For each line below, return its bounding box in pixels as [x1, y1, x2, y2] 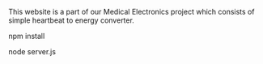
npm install [8, 32, 45, 41]
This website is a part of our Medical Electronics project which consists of [8, 7, 255, 16]
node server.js [8, 47, 57, 56]
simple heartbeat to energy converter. [8, 15, 135, 25]
